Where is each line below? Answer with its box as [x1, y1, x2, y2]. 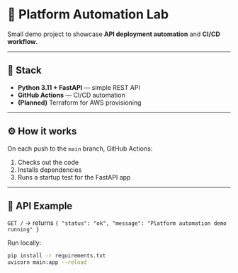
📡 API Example [7, 199, 73, 211]
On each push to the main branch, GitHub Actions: [7, 144, 153, 153]
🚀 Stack [7, 64, 42, 76]
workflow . [7, 37, 38, 45]
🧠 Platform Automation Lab [7, 6, 169, 23]
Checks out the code [17, 158, 79, 166]
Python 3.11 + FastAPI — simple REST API [17, 83, 140, 91]
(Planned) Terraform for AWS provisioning [17, 98, 142, 107]
